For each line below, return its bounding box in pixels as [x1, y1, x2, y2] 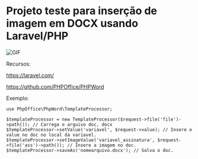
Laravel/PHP [6, 30, 69, 43]
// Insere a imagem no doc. [67, 142, 136, 148]
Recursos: [6, 60, 31, 67]
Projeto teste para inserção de [6, 4, 158, 18]
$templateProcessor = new [6, 116, 70, 122]
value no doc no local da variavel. [6, 132, 97, 138]
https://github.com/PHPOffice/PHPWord [6, 83, 104, 90]
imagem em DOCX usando [6, 17, 138, 30]
